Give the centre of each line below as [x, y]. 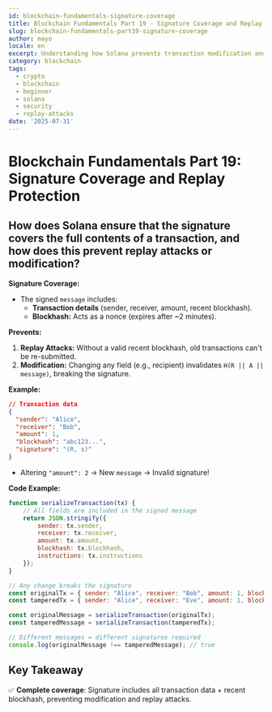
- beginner [34, 91]
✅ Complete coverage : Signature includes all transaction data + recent [127, 689]
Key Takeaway [46, 670]
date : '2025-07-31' [41, 122]
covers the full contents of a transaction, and [124, 239]
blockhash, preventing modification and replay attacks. [100, 699]
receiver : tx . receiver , [77, 533]
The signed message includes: [69, 299]
